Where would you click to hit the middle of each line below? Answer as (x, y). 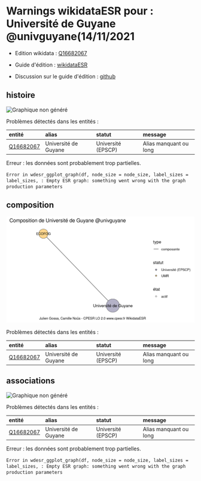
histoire (21, 95)
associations (31, 381)
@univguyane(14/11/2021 (70, 37)
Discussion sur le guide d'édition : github (65, 76)
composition (30, 205)
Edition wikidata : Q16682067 (51, 53)
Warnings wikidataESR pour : (80, 11)
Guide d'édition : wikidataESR (51, 65)
